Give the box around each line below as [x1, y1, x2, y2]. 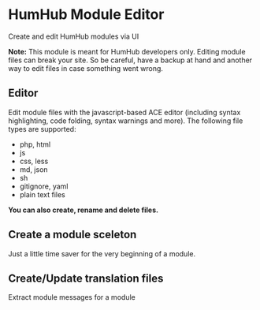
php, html [19, 140, 51, 149]
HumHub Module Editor [8, 6, 165, 24]
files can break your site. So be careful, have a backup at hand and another [8, 55, 253, 65]
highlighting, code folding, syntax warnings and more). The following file [8, 116, 243, 125]
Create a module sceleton [8, 228, 137, 241]
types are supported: [8, 124, 76, 133]
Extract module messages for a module [8, 293, 136, 302]
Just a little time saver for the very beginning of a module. [8, 248, 195, 258]
